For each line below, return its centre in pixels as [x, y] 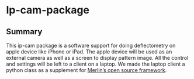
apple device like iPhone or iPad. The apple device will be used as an [89, 52]
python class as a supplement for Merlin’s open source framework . [86, 70]
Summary [24, 32]
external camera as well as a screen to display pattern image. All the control [97, 58]
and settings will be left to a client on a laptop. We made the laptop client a [96, 64]
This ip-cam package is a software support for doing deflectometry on [91, 45]
